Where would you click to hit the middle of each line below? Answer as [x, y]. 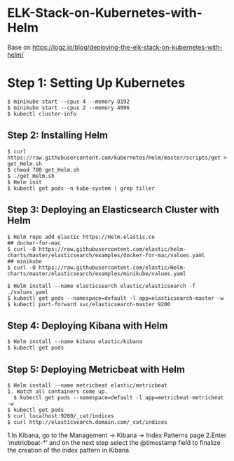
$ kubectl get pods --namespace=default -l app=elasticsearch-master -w [116, 298]
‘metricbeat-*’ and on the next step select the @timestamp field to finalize [114, 443]
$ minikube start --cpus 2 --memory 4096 [69, 108]
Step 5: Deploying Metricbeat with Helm [96, 369]
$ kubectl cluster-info [42, 113]
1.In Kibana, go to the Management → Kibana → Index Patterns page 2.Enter [117, 435]
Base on [19, 47]
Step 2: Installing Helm [58, 136]
